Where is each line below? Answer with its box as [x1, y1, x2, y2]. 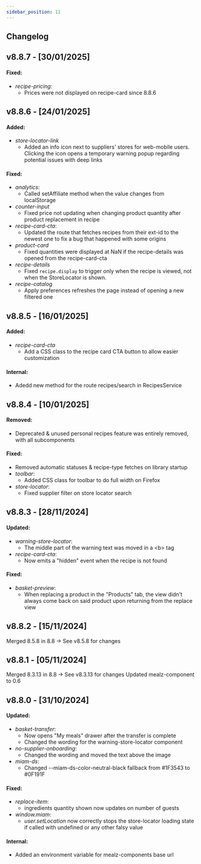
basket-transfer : [15, 726, 56, 733]
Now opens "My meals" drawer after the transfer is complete [24, 732, 177, 740]
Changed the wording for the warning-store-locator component [24, 738, 183, 746]
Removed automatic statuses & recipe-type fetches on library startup [15, 464, 188, 471]
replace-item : [15, 798, 50, 805]
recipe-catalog [15, 281, 53, 288]
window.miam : [15, 811, 51, 818]
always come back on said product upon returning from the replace [24, 597, 193, 604]
